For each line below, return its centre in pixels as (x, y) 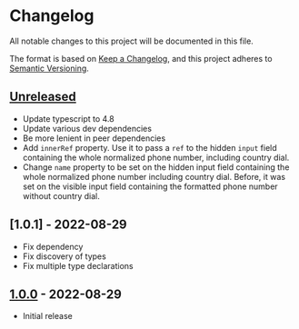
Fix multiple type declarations (78, 265)
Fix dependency (53, 246)
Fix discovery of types (64, 256)
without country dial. (61, 195)
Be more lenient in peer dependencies (94, 138)
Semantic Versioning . (49, 68)
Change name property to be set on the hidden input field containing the (156, 167)
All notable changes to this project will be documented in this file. (132, 41)
